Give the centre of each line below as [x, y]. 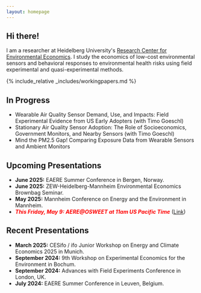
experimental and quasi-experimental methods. [65, 70]
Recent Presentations [48, 231]
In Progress [28, 100]
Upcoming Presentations [54, 165]
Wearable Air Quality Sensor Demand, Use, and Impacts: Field [92, 115]
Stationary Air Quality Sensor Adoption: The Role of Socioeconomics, [100, 127]
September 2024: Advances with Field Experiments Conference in [98, 270]
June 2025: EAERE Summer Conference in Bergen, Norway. [89, 180]
